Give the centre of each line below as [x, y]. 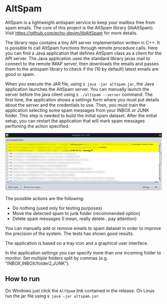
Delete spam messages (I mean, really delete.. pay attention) [74, 219]
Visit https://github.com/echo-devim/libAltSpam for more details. [71, 33]
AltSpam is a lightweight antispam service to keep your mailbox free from [80, 22]
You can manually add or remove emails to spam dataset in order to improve [83, 228]
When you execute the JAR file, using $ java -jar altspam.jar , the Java [80, 84]
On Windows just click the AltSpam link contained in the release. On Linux [80, 291]
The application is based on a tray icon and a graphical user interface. [77, 243]
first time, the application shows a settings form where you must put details [82, 99]
